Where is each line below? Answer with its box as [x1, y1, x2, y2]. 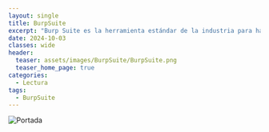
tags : [8, 86, 26, 94]
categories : [8, 71, 48, 79]
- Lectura [15, 78, 48, 86]
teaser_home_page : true [15, 64, 94, 72]
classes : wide [8, 42, 56, 50]
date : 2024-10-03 [8, 34, 66, 42]
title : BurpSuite [8, 19, 66, 27]
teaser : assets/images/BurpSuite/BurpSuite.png [15, 57, 178, 65]
